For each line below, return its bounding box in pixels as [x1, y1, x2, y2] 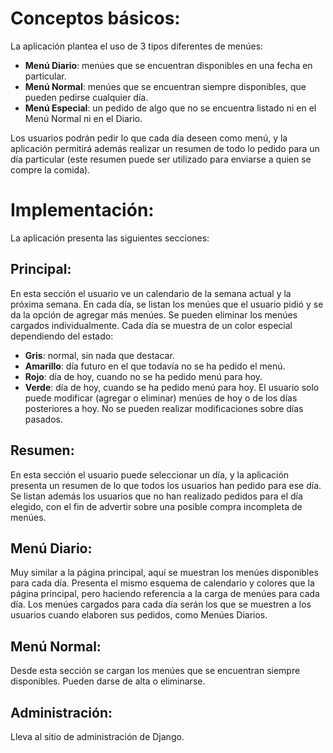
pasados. [24, 413, 64, 425]
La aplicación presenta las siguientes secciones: [10, 232, 210, 244]
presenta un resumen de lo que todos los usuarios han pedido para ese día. [10, 479, 322, 491]
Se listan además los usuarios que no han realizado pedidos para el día [10, 490, 303, 502]
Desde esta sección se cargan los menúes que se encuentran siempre [10, 665, 301, 677]
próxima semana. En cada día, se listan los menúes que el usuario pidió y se [10, 298, 324, 310]
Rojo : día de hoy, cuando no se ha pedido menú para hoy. [24, 370, 263, 382]
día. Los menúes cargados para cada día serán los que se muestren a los [10, 598, 312, 611]
